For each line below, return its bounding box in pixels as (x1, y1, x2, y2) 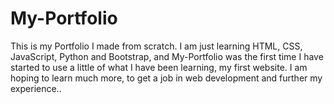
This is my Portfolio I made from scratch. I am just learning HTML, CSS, (10, 40, 303, 52)
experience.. (10, 82, 62, 94)
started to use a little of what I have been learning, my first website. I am (10, 61, 308, 73)
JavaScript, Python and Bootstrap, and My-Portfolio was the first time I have (10, 50, 324, 62)
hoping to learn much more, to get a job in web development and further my (10, 72, 323, 84)
